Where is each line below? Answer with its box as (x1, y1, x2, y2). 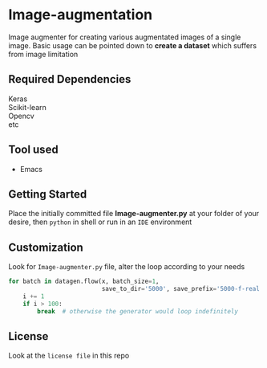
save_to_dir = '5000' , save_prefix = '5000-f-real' (101, 285, 264, 293)
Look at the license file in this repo (8, 351, 130, 361)
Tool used (8, 143, 59, 157)
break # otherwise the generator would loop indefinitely (37, 307, 239, 315)
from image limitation (8, 49, 79, 59)
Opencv (8, 111, 34, 121)
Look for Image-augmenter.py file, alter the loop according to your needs (8, 262, 245, 272)
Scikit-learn (8, 102, 47, 112)
